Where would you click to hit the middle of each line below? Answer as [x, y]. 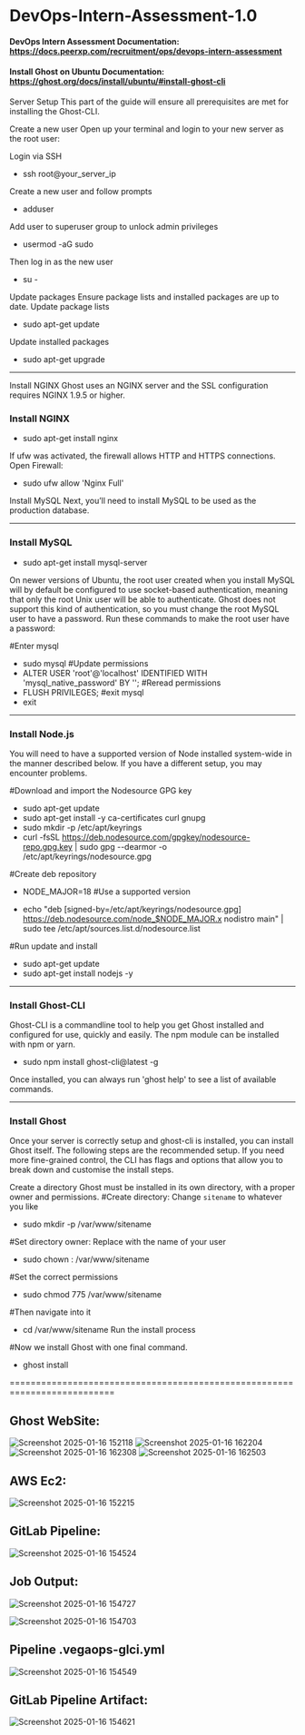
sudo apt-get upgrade [64, 359]
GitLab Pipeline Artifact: [79, 1700]
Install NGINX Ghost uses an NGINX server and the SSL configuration [139, 385]
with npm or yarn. [42, 1044]
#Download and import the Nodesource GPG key [101, 790]
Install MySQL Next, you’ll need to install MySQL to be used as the [133, 501]
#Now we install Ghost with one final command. [98, 1347]
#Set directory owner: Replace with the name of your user [118, 1242]
